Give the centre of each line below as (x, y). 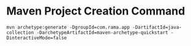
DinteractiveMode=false (37, 38)
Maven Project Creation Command (96, 11)
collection (20, 32)
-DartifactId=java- (157, 27)
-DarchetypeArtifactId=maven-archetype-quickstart (102, 32)
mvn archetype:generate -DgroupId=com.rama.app (68, 27)
